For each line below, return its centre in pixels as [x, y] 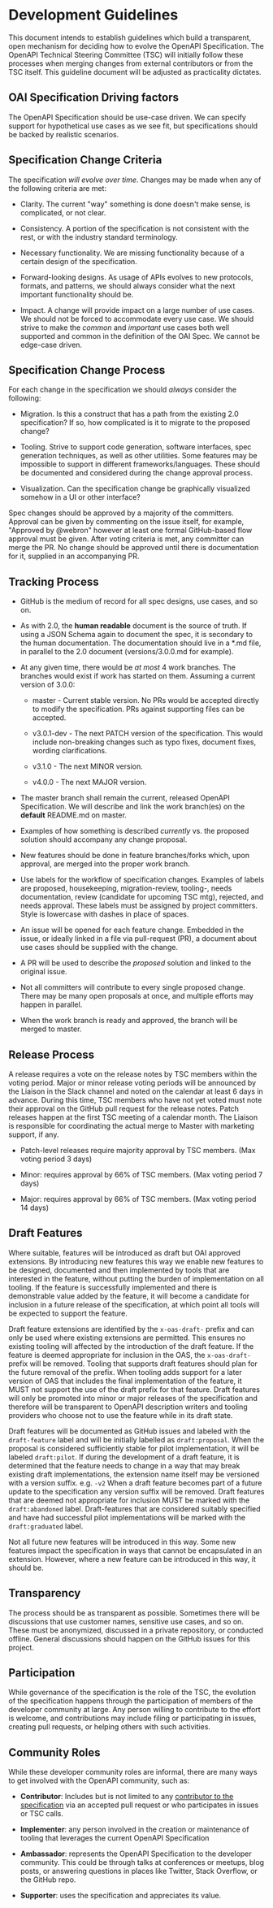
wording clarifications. [69, 751]
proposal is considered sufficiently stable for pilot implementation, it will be [134, 1448]
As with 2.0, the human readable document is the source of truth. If [133, 626]
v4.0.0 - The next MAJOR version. [89, 783]
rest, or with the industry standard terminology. [99, 236]
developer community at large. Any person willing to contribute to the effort [135, 1710]
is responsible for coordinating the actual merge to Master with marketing [131, 1126]
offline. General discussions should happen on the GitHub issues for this [129, 1638]
